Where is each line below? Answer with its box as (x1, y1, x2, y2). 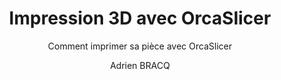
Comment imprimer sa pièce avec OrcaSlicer (47, 40, 233, 52)
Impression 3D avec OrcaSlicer (8, 7, 272, 30)
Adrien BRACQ (110, 59, 170, 71)
